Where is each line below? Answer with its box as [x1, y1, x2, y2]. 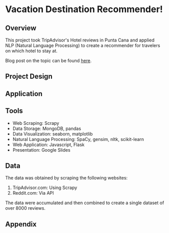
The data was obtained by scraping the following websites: [5, 175, 128, 181]
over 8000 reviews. [5, 205, 46, 211]
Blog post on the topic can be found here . [5, 58, 92, 64]
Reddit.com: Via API [12, 190, 54, 196]
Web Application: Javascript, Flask [12, 142, 85, 148]
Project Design [5, 72, 53, 81]
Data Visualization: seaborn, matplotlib [12, 130, 93, 137]
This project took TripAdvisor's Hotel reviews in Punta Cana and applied [5, 37, 155, 43]
